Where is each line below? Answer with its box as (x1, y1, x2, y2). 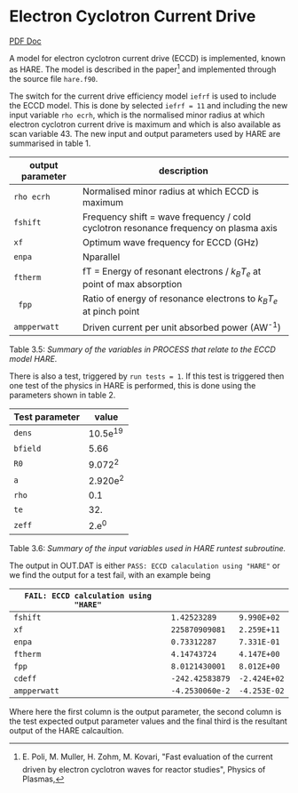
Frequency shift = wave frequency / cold (82, 211, 251, 223)
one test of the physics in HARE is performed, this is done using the (9, 380, 256, 391)
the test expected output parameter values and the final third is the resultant (9, 716, 288, 726)
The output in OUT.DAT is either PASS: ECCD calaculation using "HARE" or (9, 560, 281, 571)
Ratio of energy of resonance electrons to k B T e (82, 292, 278, 306)
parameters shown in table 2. (9, 389, 116, 401)
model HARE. (9, 354, 58, 364)
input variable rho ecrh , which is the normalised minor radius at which (9, 109, 265, 120)
